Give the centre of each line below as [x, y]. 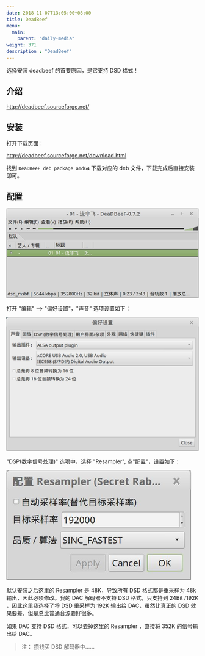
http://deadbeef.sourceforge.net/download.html [67, 155]
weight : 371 [21, 45]
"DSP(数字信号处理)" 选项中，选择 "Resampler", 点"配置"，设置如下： [93, 461]
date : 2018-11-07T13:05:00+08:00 [49, 13]
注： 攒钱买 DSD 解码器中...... [58, 646]
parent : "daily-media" [46, 39]
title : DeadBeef [27, 19]
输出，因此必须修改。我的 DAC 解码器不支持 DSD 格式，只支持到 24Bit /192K [103, 597]
